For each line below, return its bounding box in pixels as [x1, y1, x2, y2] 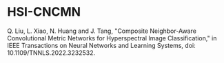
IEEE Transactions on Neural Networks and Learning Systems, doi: [7, 41, 196, 49]
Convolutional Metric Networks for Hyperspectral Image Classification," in [7, 34, 217, 42]
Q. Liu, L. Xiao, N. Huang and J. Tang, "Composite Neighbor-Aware [7, 27, 196, 35]
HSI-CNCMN [7, 4, 81, 20]
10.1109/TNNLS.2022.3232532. [7, 49, 96, 57]
